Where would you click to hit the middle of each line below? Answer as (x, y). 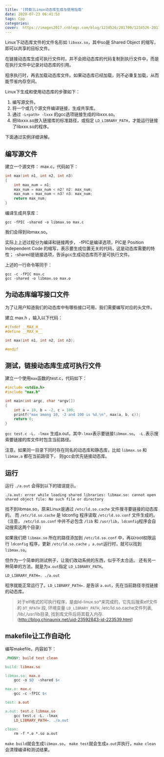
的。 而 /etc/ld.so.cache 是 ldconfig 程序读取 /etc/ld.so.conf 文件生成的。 (81, 515)
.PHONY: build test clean (31, 658)
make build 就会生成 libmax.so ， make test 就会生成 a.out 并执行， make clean (81, 744)
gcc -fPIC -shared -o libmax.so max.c (44, 222)
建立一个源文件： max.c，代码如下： (42, 166)
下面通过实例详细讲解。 (29, 137)
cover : (12, 28)
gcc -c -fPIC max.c (25, 274)
